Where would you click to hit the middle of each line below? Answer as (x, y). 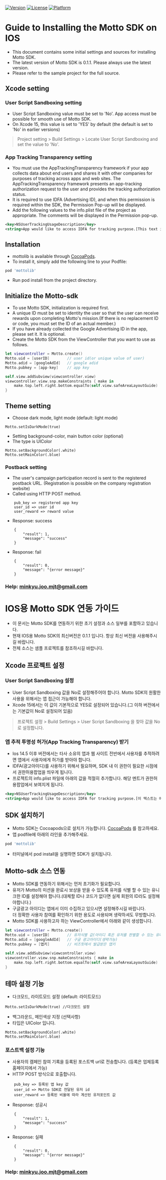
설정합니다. (33, 728)
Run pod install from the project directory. (55, 280)
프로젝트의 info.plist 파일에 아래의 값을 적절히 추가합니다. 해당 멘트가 (78, 778)
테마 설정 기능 (25, 984)
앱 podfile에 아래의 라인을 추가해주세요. (50, 834)
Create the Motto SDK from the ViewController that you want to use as (84, 339)
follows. (20, 345)
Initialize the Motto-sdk (42, 296)
